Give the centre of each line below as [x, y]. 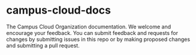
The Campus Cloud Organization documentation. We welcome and [89, 27]
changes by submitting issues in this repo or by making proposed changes [98, 39]
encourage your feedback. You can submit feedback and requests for [92, 33]
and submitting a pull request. [43, 46]
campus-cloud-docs [58, 10]
